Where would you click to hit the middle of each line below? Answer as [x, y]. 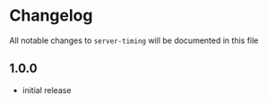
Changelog [51, 16]
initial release [47, 90]
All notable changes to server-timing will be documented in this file [134, 40]
